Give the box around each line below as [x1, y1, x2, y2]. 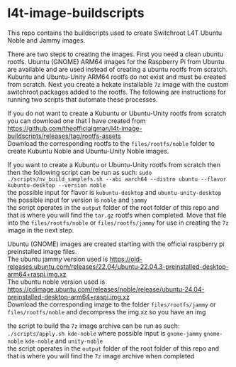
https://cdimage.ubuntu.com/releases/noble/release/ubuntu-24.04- [7, 284, 205, 293]
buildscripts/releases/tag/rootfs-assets [7, 132, 122, 140]
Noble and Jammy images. [7, 36, 86, 44]
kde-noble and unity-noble [24, 336, 103, 345]
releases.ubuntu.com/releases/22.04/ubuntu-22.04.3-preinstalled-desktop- [7, 262, 229, 271]
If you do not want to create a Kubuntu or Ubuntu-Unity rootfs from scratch [7, 109, 227, 117]
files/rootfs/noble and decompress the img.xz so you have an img [7, 307, 206, 316]
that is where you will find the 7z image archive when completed [7, 351, 195, 360]
